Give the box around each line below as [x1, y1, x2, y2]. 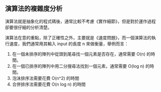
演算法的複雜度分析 [5, 4, 63, 13]
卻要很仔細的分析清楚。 [5, 24, 52, 30]
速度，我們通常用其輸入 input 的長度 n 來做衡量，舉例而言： [9, 41, 129, 46]
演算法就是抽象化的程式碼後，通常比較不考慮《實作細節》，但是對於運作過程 [5, 18, 156, 24]
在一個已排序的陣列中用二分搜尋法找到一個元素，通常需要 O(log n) [12, 63, 145, 69]
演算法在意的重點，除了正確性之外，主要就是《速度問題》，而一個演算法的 [5, 34, 152, 40]
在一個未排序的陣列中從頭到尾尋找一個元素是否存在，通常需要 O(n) [12, 51, 145, 57]
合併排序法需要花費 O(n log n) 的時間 [12, 81, 86, 87]
